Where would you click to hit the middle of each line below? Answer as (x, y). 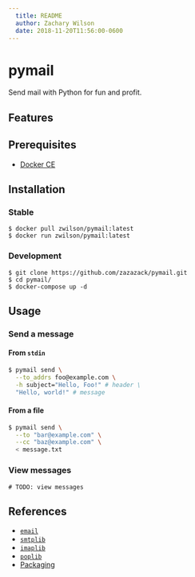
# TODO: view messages (46, 487)
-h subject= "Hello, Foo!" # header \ (78, 385)
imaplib (32, 549)
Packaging (37, 565)
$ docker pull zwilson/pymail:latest (71, 229)
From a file (26, 410)
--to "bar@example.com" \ (59, 435)
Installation (37, 189)
